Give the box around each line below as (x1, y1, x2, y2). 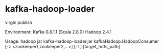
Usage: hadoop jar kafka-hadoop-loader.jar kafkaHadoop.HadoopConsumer (5, 38, 159, 44)
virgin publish (5, 19, 33, 25)
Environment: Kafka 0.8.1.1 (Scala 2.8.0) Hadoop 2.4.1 (5, 29, 112, 35)
